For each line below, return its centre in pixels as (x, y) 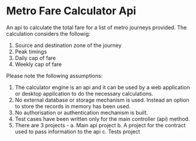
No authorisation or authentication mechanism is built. (81, 112)
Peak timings (31, 51)
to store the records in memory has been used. (73, 106)
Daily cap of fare (35, 58)
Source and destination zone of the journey (68, 45)
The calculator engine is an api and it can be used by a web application (102, 87)
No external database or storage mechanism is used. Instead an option (102, 100)
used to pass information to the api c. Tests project (77, 131)
